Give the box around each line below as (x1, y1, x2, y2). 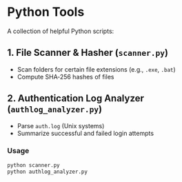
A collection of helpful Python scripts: (7, 27, 114, 35)
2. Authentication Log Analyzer (7, 92, 145, 104)
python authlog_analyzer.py (7, 168, 88, 175)
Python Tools (7, 4, 85, 20)
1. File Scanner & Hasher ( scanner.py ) (7, 47, 169, 59)
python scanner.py (7, 161, 60, 169)
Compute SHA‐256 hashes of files (17, 72, 114, 81)
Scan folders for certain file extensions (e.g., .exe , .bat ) (17, 65, 176, 73)
